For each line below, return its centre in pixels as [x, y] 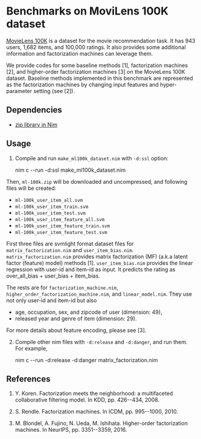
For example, [31, 348]
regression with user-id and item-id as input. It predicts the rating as [91, 269]
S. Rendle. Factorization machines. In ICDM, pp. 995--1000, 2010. [96, 412]
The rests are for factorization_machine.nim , [62, 287]
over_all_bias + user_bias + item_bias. [53, 276]
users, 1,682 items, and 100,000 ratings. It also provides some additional [96, 47]
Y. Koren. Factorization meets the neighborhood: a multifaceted [94, 394]
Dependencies [34, 110]
